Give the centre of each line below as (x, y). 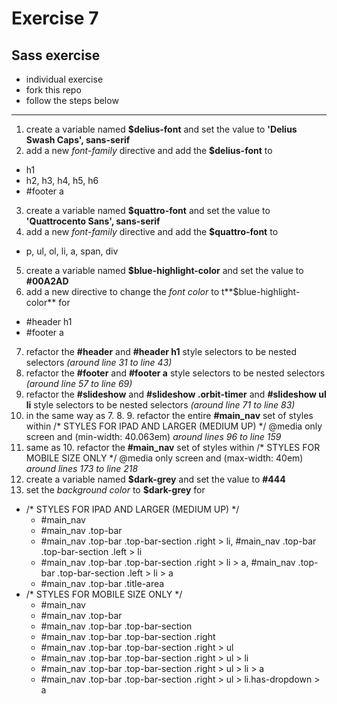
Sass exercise (56, 55)
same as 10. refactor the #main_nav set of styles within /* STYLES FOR (173, 447)
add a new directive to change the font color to (122, 291)
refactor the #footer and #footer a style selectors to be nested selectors (175, 373)
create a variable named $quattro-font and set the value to (148, 210)
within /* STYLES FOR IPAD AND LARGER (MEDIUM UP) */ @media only (174, 426)
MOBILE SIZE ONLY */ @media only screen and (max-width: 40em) (164, 458)
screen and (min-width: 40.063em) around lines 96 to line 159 (153, 436)
